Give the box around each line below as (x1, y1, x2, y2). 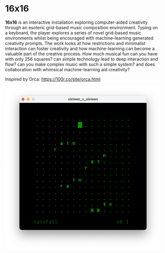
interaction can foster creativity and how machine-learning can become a (5, 45, 155, 51)
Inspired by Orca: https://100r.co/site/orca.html (5, 76, 101, 82)
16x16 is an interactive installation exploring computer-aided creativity (5, 19, 148, 25)
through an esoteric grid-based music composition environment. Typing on (5, 24, 158, 30)
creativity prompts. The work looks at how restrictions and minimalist (5, 40, 146, 46)
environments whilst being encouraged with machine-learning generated (5, 35, 154, 41)
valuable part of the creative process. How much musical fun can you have (5, 50, 158, 57)
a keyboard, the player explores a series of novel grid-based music (5, 30, 142, 36)
